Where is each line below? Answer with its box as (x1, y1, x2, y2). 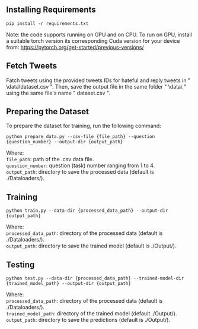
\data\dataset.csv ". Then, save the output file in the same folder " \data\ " (6, 83, 187, 90)
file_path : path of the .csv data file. (6, 156, 94, 163)
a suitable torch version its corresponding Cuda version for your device (6, 37, 180, 44)
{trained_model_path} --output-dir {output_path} (6, 281, 132, 287)
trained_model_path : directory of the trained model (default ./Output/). (6, 310, 177, 317)
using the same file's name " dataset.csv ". (6, 89, 111, 96)
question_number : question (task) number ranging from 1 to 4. (6, 162, 155, 169)
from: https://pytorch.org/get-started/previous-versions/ (6, 43, 144, 51)
